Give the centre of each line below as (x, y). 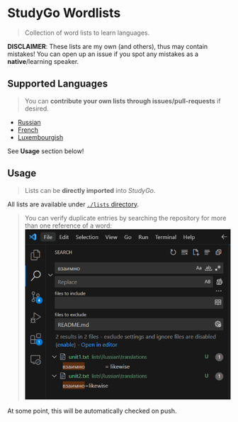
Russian (29, 122)
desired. (37, 109)
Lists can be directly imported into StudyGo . (90, 190)
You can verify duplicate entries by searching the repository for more (125, 218)
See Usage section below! (46, 151)
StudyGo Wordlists (64, 13)
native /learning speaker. (43, 61)
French (28, 130)
